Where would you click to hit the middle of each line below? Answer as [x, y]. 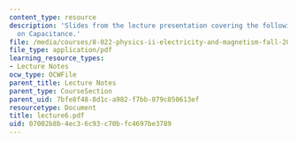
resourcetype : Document [53, 108]
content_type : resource [53, 17]
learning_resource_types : [57, 58]
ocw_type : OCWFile [43, 75]
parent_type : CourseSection [61, 91]
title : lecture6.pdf [47, 116]
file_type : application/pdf [61, 50]
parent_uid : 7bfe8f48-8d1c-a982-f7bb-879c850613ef [104, 99]
